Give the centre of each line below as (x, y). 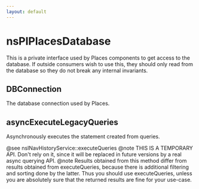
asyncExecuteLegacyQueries (62, 122)
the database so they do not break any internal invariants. (77, 70)
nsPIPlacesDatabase (59, 41)
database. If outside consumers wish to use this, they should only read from (99, 64)
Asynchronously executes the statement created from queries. (83, 137)
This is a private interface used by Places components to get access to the (98, 58)
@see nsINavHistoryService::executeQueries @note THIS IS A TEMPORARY (99, 148)
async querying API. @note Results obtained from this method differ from (97, 161)
